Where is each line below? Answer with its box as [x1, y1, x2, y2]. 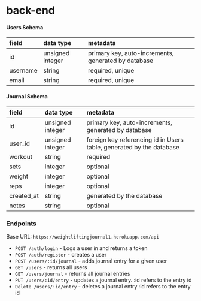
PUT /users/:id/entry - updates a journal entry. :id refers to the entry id [14, 276, 192, 284]
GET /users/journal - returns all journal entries [14, 270, 130, 277]
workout [9, 152, 33, 161]
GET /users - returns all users [14, 263, 87, 270]
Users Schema [6, 23, 44, 31]
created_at [9, 191, 39, 200]
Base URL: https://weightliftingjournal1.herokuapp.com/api [6, 233, 160, 240]
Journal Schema [6, 92, 48, 100]
